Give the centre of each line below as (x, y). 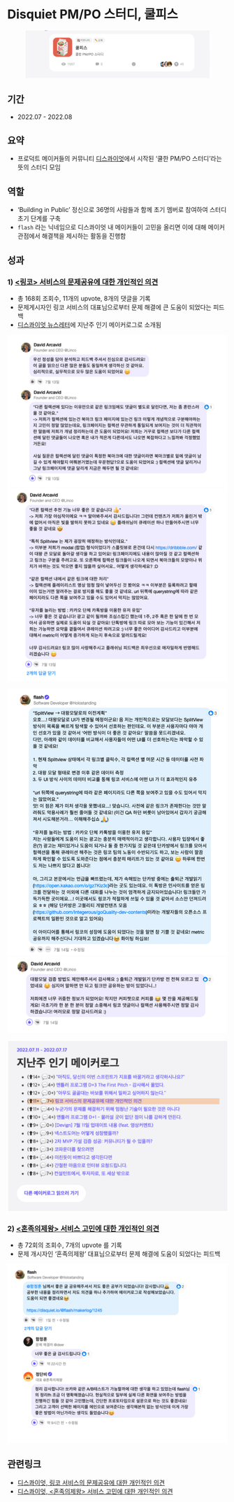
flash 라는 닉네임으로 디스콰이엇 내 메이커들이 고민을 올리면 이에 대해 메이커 (121, 227)
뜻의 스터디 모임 (39, 167)
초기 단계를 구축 (39, 218)
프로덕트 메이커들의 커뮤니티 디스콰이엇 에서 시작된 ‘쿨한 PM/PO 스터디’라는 (119, 159)
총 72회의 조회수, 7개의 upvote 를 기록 (70, 1245)
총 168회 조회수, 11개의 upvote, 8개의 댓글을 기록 (84, 298)
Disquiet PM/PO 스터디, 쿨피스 (93, 14)
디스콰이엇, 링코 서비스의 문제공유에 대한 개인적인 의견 (91, 1482)
